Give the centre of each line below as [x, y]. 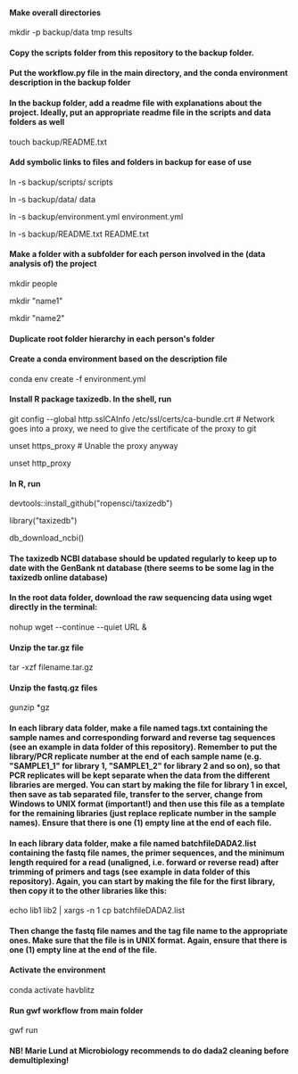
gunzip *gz [30, 707]
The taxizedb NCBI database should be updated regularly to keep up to [143, 558]
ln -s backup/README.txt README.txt [79, 234]
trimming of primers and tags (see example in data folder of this [130, 872]
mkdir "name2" [37, 318]
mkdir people [33, 284]
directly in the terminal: [54, 607]
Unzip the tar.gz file [47, 648]
